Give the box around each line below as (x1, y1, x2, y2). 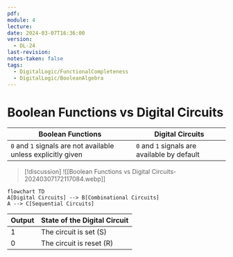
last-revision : (7, 49, 51, 56)
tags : (7, 62, 23, 69)
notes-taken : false (7, 55, 64, 62)
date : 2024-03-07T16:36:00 (7, 29, 85, 37)
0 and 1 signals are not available (10, 141, 114, 151)
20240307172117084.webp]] (24, 175, 106, 184)
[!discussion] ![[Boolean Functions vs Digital (24, 168, 150, 176)
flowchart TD (7, 188, 45, 195)
